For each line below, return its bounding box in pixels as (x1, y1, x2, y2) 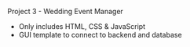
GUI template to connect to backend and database (18, 31, 182, 39)
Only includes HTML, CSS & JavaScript (18, 22, 146, 31)
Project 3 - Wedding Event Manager (7, 7, 123, 16)
